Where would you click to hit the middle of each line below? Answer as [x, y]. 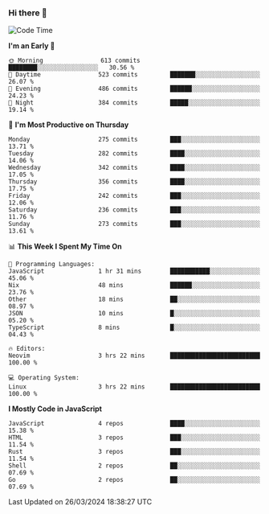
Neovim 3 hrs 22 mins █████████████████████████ [134, 356]
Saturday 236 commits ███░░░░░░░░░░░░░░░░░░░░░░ [134, 210]
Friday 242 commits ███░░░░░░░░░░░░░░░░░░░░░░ [134, 196]
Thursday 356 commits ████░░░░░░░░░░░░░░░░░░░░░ [134, 182]
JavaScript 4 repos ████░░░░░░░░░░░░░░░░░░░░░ [134, 424]
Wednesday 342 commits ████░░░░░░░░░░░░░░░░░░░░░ [134, 168]
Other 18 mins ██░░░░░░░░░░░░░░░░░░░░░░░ [134, 300]
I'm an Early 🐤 [32, 46]
